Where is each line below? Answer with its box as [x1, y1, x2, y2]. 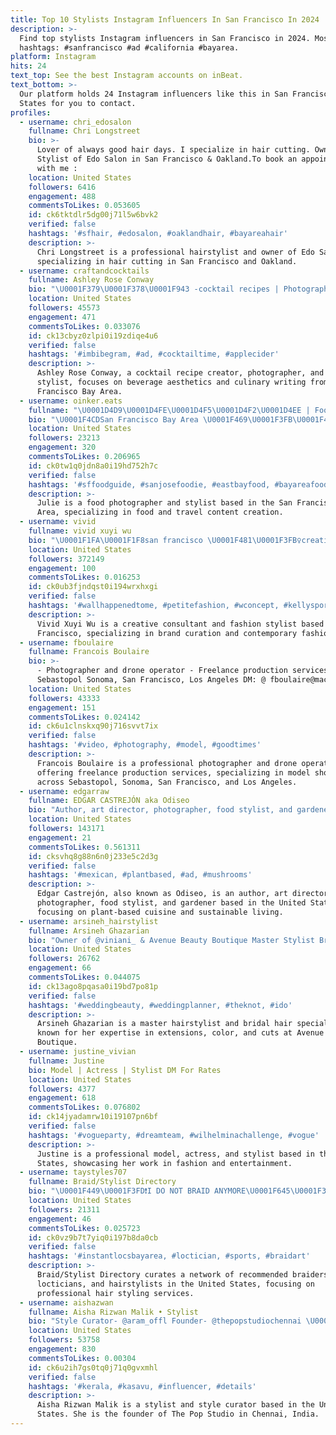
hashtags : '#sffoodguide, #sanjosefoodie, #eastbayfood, [28, 479, 271, 490]
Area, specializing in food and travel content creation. [36, 507, 284, 518]
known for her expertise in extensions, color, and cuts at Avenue [36, 1028, 325, 1038]
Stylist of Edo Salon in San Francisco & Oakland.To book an [36, 154, 298, 164]
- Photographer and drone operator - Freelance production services [36, 666, 329, 676]
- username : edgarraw [19, 786, 110, 796]
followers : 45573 [28, 303, 101, 313]
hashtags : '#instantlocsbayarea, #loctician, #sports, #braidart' [28, 1251, 311, 1261]
